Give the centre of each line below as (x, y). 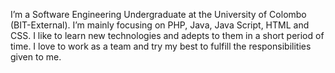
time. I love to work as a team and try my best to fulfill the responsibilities (161, 46)
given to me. (36, 57)
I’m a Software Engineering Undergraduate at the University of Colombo (158, 14)
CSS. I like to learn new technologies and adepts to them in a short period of (167, 35)
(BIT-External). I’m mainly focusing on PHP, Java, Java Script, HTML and (160, 25)
